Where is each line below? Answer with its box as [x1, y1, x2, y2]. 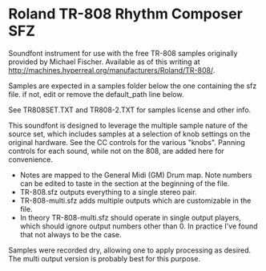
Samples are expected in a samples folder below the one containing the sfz [8, 81, 257, 91]
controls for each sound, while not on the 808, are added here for [8, 146, 224, 156]
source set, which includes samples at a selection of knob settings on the [8, 129, 251, 139]
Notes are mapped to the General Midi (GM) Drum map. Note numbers [19, 170, 252, 180]
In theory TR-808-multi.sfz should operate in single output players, [19, 212, 242, 222]
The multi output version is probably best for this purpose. [8, 253, 201, 263]
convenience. [8, 154, 54, 164]
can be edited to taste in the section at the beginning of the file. [19, 178, 230, 188]
